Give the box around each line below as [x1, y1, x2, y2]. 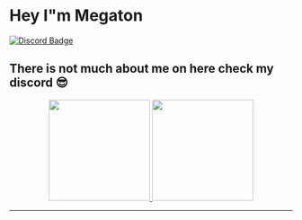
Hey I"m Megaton [9, 5, 144, 26]
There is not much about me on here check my [9, 61, 274, 76]
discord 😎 [9, 75, 69, 91]
